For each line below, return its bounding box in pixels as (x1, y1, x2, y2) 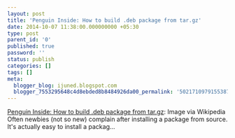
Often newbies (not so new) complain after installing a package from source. (7, 115, 228, 123)
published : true (7, 43, 55, 50)
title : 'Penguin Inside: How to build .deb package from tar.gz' (7, 17, 201, 24)
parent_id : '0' (7, 36, 52, 43)
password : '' (7, 50, 45, 57)
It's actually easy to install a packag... (7, 123, 115, 131)
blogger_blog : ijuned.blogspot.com (13, 82, 117, 89)
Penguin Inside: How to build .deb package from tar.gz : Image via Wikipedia (7, 108, 226, 116)
